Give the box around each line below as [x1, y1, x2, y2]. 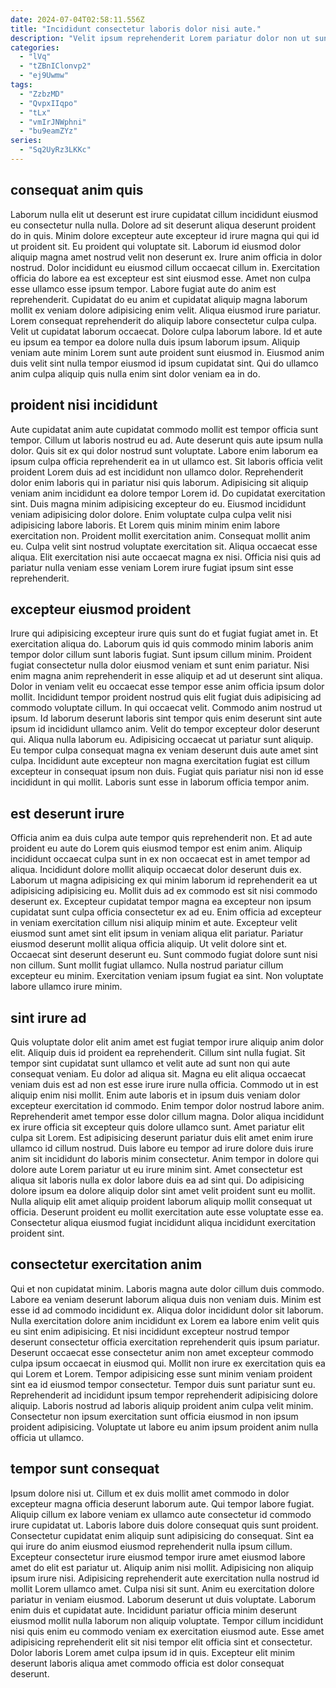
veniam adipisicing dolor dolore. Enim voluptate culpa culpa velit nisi [10, 508, 292, 520]
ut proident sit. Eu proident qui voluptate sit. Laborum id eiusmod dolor [10, 240, 302, 252]
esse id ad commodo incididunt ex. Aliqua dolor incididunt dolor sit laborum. [10, 1304, 324, 1316]
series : [10, 136, 43, 146]
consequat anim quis [10, 182, 144, 199]
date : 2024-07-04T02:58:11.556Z [10, 14, 145, 25]
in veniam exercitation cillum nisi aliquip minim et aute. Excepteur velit [10, 917, 298, 929]
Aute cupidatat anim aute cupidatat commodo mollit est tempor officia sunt [10, 423, 319, 435]
